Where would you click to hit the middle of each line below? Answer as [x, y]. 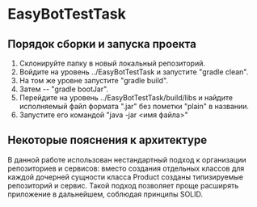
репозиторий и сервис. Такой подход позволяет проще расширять [123, 185]
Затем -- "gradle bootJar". [64, 89]
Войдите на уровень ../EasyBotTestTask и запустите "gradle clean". [134, 72]
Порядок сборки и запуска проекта [102, 44]
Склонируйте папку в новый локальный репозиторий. [112, 63]
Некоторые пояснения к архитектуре [107, 140]
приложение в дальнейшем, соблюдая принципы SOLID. [105, 194]
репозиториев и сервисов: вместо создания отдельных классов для [126, 168]
